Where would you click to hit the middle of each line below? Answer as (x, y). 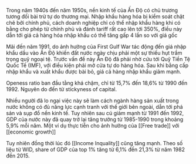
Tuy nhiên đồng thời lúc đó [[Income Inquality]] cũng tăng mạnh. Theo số (94, 143)
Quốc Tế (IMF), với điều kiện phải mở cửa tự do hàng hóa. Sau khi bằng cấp (97, 65)
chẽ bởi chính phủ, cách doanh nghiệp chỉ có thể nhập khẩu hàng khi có (93, 23)
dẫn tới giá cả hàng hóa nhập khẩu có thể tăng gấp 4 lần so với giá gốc (92, 35)
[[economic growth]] (31, 132)
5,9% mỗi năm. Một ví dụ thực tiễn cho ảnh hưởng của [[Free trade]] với (93, 125)
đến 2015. (18, 156)
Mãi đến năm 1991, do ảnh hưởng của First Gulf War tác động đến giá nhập (96, 46)
